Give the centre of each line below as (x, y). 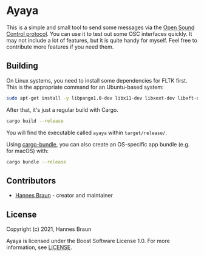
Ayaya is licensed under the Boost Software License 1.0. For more (88, 241)
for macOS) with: (27, 151)
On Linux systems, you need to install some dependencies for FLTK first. (97, 80)
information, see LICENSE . (39, 247)
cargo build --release (35, 121)
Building (22, 66)
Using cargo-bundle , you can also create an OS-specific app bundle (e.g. (98, 144)
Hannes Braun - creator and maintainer (64, 196)
